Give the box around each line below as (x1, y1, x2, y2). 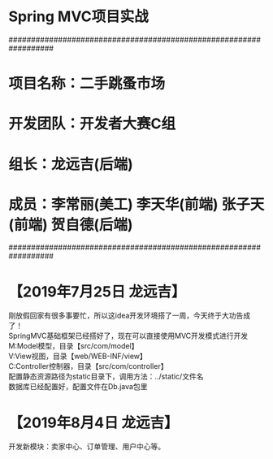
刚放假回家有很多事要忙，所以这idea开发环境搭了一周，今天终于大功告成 (8, 310, 251, 321)
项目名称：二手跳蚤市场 (8, 75, 166, 93)
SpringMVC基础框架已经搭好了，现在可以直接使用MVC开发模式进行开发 (8, 331, 249, 341)
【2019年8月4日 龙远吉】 (8, 414, 179, 431)
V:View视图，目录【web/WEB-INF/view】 (8, 351, 148, 362)
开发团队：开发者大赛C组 (8, 115, 176, 133)
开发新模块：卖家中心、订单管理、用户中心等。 (8, 442, 165, 452)
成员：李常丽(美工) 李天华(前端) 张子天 (8, 195, 265, 214)
